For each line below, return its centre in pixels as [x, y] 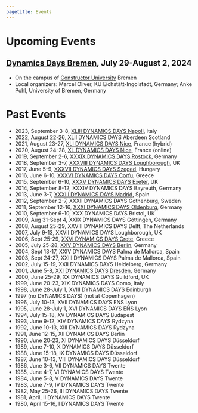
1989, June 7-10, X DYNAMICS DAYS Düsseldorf [74, 346]
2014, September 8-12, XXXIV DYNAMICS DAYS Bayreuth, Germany [98, 188]
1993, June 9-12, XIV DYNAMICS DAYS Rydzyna [74, 321]
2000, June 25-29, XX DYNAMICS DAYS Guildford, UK [82, 277]
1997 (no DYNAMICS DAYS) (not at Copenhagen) [75, 295]
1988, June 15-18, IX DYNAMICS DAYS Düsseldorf [76, 353]
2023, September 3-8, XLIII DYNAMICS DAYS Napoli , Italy [86, 131]
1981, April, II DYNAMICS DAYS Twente [62, 397]
